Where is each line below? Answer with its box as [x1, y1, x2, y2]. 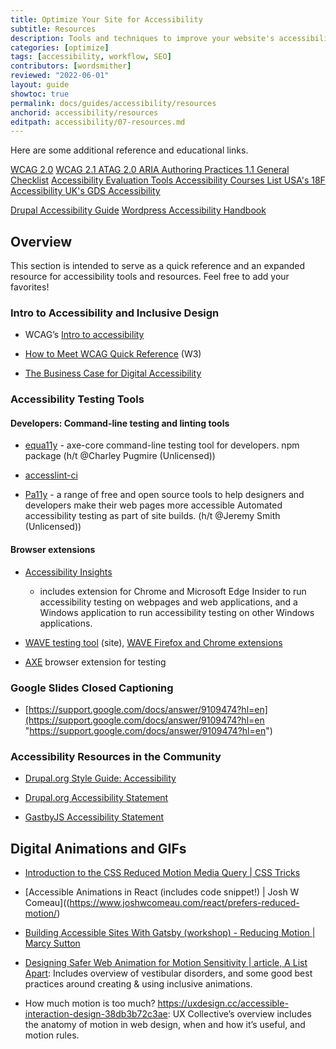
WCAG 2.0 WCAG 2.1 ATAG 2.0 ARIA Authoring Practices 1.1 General [10, 164, 290, 176]
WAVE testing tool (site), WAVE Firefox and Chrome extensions [24, 636, 283, 648]
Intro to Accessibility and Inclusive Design [10, 306, 220, 320]
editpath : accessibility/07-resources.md [10, 117, 186, 127]
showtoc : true [10, 89, 70, 99]
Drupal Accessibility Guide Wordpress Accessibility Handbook [10, 204, 267, 216]
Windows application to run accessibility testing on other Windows [39, 606, 315, 618]
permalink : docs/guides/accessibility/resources [10, 98, 217, 108]
